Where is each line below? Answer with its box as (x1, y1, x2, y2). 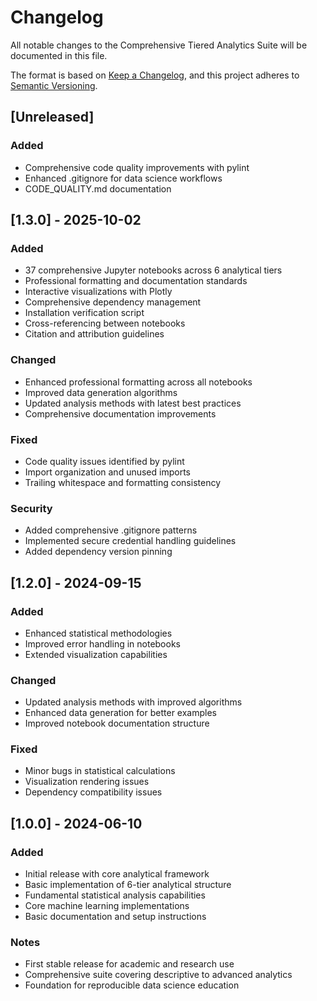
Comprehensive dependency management (24, 296, 202, 308)
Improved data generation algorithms (24, 386, 178, 398)
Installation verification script (24, 307, 145, 319)
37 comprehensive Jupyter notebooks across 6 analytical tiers (24, 264, 283, 276)
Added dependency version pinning (24, 546, 173, 558)
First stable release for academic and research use (24, 958, 235, 970)
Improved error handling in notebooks (24, 637, 181, 650)
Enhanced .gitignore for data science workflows (24, 172, 223, 184)
